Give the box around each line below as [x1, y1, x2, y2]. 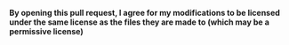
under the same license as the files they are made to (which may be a [9, 17, 269, 27]
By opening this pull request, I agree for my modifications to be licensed [9, 8, 280, 18]
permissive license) [9, 26, 84, 36]
